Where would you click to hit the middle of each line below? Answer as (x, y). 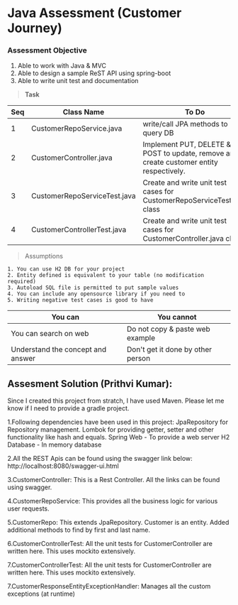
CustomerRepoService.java (77, 129)
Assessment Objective (47, 50)
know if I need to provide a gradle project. (68, 408)
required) (22, 282)
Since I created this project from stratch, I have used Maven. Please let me (116, 401)
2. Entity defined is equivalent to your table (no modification (106, 276)
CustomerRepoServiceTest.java (84, 196)
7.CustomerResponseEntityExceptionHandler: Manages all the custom (109, 587)
